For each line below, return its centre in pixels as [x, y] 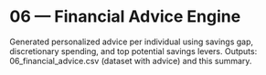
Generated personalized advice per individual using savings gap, [132, 42]
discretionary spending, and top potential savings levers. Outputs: [133, 51]
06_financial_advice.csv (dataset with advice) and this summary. [131, 61]
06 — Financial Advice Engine [125, 17]
